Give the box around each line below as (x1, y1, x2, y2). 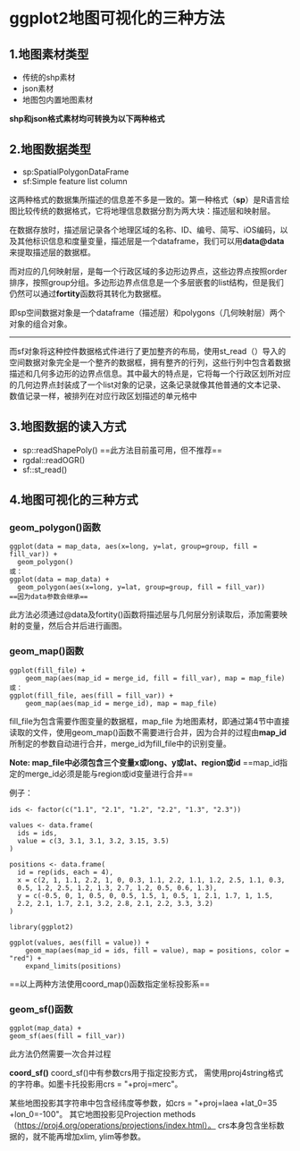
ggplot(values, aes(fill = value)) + (9, 938, 150, 947)
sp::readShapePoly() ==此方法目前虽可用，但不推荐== (21, 444, 223, 455)
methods (162, 1108, 196, 1119)
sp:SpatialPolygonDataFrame (21, 166, 129, 177)
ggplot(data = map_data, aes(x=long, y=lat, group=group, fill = (9, 542, 257, 551)
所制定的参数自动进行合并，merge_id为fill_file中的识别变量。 (9, 738, 231, 749)
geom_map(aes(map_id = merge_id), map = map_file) (25, 698, 218, 707)
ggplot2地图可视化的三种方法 (9, 8, 225, 29)
